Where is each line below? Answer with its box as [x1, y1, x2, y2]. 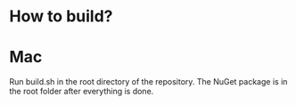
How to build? [9, 6, 113, 27]
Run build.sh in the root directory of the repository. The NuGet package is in [9, 77, 288, 87]
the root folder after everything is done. [9, 86, 154, 97]
